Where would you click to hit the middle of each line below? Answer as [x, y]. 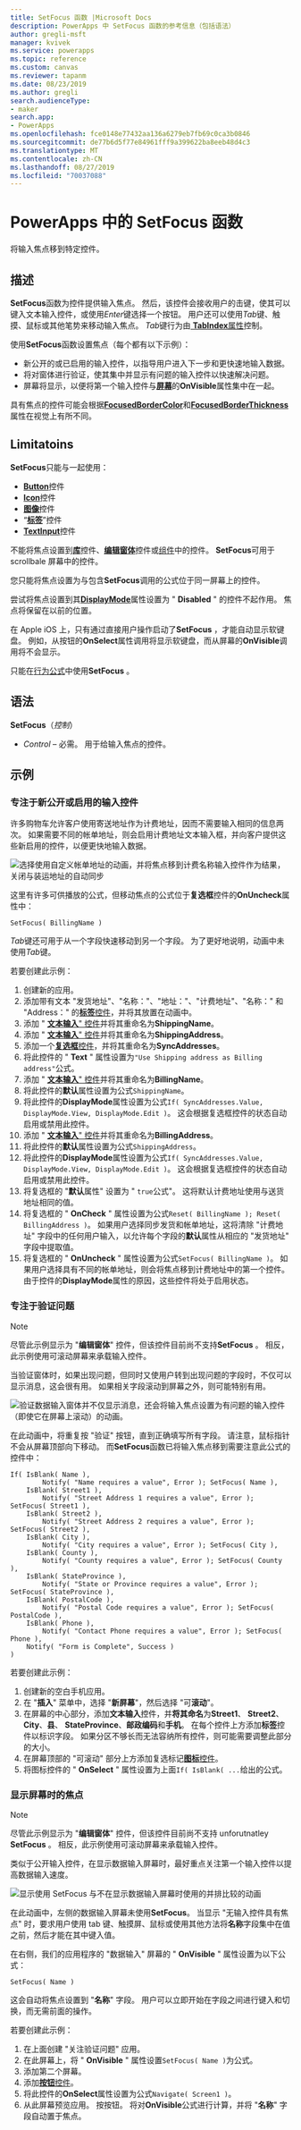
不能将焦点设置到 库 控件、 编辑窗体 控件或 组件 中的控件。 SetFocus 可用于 [142, 550]
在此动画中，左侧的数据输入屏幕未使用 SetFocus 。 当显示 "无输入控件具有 [146, 1912]
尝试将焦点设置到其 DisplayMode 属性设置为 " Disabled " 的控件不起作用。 [146, 599]
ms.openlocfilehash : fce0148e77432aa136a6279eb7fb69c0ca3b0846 [130, 134]
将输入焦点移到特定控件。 [57, 249]
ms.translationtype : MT [54, 150]
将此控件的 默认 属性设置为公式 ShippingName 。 [106, 1091]
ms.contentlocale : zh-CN [56, 159]
